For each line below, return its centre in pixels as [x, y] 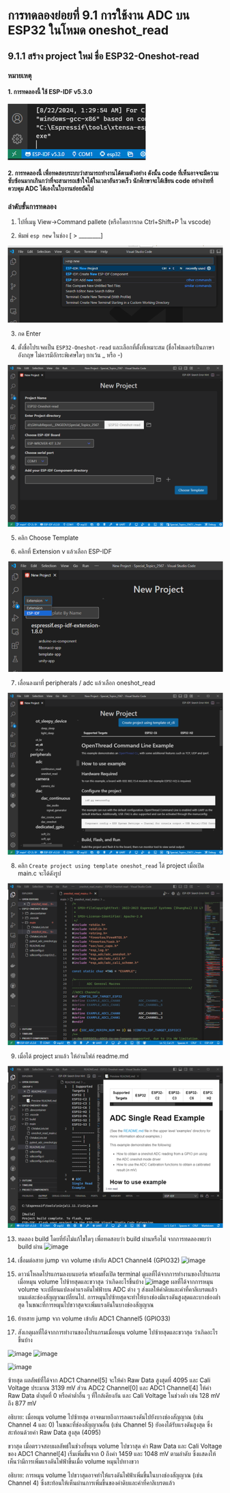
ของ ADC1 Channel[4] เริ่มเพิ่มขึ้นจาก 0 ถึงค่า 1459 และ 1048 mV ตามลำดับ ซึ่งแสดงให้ [112, 1453]
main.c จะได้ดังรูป [39, 873]
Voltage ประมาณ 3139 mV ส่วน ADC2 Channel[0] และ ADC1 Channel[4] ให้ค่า [110, 1388]
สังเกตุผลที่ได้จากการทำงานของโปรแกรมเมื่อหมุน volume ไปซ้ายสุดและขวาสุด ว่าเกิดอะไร [118, 1332]
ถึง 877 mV [22, 1403]
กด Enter [29, 334]
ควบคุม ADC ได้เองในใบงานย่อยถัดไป [51, 188]
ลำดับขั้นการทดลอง [32, 207]
